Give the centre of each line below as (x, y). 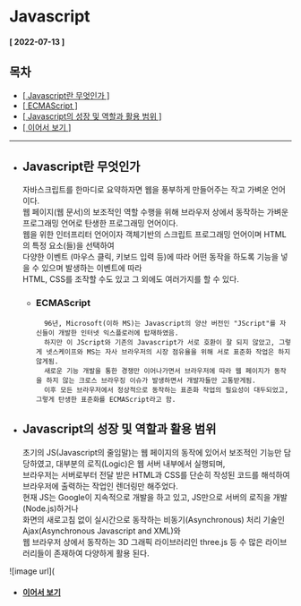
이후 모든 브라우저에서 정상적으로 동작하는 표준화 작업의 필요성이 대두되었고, (166, 390)
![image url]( (32, 571)
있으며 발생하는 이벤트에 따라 (92, 268)
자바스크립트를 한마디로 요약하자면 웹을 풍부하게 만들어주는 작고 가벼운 (146, 190)
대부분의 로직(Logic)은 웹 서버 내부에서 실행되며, (141, 464)
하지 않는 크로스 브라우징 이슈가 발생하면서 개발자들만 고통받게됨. (151, 380)
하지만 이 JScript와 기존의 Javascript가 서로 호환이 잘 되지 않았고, (159, 342)
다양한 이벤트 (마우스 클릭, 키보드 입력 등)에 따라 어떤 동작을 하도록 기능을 (150, 257)
